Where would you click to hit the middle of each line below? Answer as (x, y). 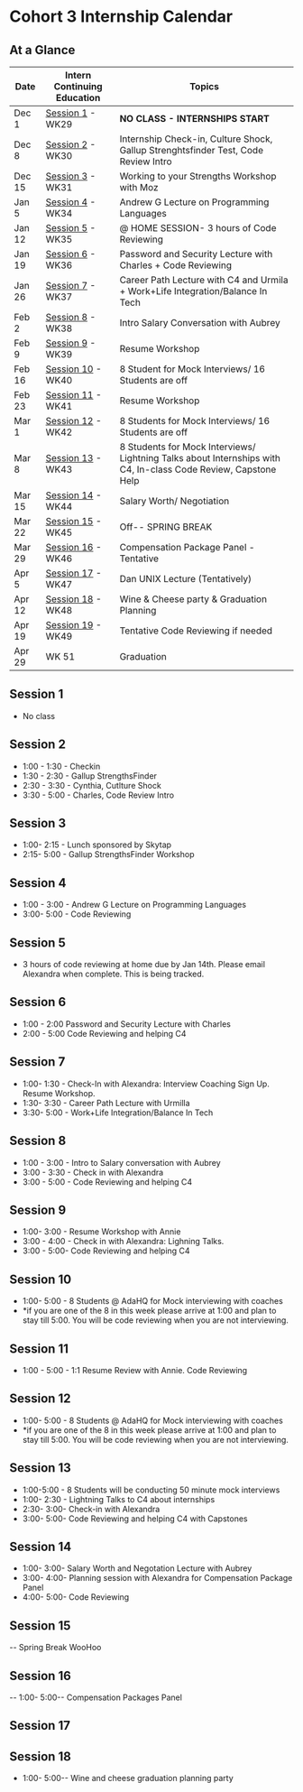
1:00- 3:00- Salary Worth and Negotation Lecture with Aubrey (137, 1568)
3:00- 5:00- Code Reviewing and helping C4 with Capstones (135, 1519)
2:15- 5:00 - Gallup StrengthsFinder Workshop (108, 854)
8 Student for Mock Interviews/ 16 (193, 369)
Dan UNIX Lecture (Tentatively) (186, 579)
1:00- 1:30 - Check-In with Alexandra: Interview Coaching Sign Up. (146, 1084)
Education (78, 98)
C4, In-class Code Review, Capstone (198, 469)
